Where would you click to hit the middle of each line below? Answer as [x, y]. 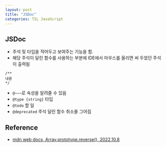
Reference [22, 127]
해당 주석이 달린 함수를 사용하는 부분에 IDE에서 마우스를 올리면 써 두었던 [82, 58]
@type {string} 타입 [33, 99]
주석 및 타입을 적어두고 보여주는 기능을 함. [53, 52]
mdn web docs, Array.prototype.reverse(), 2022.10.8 [66, 139]
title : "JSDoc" [21, 14]
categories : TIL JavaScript [34, 19]
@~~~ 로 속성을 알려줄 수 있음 [39, 93]
